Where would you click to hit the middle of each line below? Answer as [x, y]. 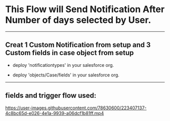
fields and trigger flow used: [51, 95]
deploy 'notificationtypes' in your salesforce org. [63, 65]
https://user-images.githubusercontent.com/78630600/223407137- [76, 108]
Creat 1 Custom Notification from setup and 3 [78, 45]
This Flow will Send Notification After [85, 9]
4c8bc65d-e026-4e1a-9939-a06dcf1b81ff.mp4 [55, 113]
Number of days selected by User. [78, 20]
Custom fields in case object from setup [70, 53]
